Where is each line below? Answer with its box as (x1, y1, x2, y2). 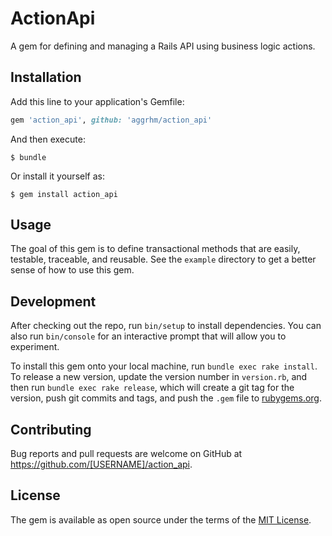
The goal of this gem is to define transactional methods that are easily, (10, 243, 301, 255)
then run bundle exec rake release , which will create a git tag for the (10, 382, 295, 394)
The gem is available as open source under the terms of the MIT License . (10, 513, 312, 526)
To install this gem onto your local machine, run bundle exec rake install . (10, 360, 318, 372)
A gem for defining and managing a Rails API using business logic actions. (10, 40, 316, 52)
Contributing (10, 421, 92, 438)
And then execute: (10, 133, 86, 145)
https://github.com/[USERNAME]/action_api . (10, 458, 193, 471)
